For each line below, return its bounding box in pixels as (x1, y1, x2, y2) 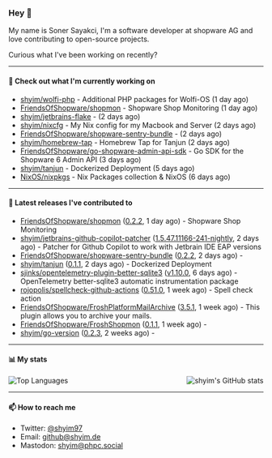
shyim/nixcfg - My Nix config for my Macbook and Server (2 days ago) (19, 120, 257, 130)
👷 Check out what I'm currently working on (8, 76, 155, 86)
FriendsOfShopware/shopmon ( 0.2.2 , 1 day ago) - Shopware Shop (19, 216, 241, 225)
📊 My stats (8, 354, 48, 364)
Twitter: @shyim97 (19, 423, 83, 433)
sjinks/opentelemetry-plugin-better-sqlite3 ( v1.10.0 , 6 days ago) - (19, 268, 238, 277)
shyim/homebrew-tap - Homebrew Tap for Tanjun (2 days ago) (19, 137, 231, 147)
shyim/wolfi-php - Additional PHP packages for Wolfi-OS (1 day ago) (19, 94, 249, 104)
